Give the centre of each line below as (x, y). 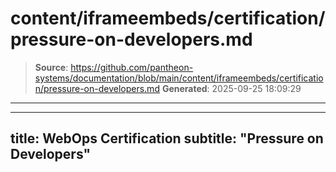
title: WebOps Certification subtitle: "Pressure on (167, 138)
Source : (51, 67)
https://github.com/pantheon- (132, 67)
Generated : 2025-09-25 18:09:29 (231, 88)
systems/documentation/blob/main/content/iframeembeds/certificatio (179, 78)
